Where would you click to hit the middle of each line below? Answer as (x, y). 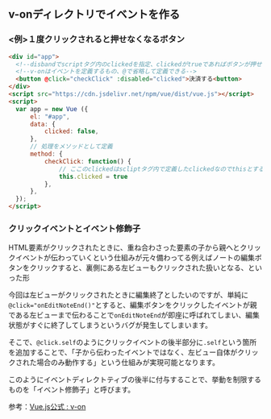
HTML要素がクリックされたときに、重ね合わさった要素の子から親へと (124, 247)
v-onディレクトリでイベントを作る (94, 15)
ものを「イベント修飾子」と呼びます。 (72, 390)
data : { (43, 124)
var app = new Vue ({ (52, 109)
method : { (46, 154)
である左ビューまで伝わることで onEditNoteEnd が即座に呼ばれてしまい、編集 (134, 315)
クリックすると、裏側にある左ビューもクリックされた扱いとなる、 (139, 268)
